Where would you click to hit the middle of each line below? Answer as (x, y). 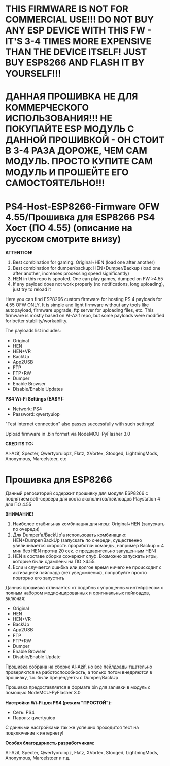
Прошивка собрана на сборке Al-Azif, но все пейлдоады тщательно (79, 667)
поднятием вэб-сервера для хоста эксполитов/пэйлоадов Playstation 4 (83, 499)
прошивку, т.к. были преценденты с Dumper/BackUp (62, 678)
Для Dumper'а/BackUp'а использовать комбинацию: (70, 535)
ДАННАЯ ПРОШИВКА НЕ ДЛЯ (72, 97)
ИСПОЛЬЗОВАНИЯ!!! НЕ (59, 119)
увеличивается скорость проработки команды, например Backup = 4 (88, 546)
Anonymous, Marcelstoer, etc (36, 459)
